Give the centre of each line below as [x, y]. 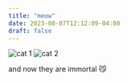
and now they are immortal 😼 [58, 69]
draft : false [30, 31]
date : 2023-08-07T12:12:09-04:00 [64, 23]
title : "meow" [32, 16]
